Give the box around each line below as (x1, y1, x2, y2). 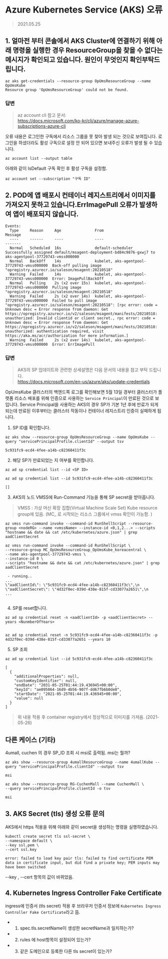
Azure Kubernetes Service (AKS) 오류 (5, 4, 163, 16)
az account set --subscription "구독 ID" (5, 176, 91, 181)
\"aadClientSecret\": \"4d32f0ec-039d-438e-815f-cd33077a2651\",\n (5, 587, 149, 592)
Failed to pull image (52, 298, 97, 303)
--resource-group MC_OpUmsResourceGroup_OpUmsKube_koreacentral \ (5, 548, 146, 553)
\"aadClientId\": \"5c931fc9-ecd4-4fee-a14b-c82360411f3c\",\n (5, 583, 140, 588)
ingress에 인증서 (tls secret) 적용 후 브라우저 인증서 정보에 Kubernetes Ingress (5, 902, 161, 909)
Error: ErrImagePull (52, 342, 95, 347)
